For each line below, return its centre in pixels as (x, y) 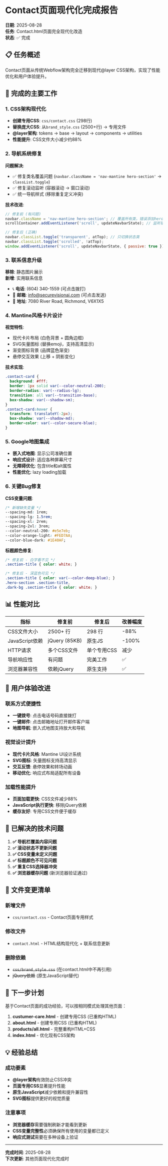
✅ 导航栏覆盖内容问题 (34, 841)
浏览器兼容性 (23, 669)
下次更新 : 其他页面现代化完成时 (37, 1159)
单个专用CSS (102, 650)
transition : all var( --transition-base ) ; (53, 395)
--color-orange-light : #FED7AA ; (39, 535)
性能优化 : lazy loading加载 (39, 472)
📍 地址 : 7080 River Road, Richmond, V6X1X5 (58, 301)
